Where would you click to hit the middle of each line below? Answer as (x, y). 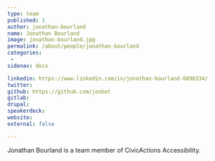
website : (20, 118)
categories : (25, 53)
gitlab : (19, 98)
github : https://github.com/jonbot (59, 92)
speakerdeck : (26, 111)
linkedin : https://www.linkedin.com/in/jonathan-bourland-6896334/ (108, 78)
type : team (23, 14)
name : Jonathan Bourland (43, 33)
